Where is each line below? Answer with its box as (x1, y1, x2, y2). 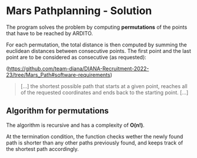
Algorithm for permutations (6, 106, 109, 116)
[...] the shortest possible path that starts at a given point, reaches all (20, 82, 188, 89)
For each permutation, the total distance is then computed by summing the (6, 41, 187, 48)
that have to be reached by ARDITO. (6, 29, 93, 36)
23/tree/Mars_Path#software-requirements (6, 71, 111, 78)
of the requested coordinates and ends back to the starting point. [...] (20, 89, 189, 96)
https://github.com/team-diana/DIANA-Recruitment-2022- (8, 65, 149, 72)
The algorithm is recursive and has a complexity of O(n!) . (6, 122, 145, 129)
